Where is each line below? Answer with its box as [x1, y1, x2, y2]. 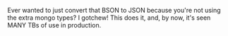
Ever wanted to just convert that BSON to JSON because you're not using [7, 6, 221, 14]
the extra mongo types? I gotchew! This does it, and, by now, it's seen [7, 13, 211, 22]
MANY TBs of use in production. [7, 21, 102, 29]
